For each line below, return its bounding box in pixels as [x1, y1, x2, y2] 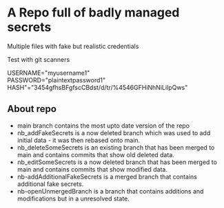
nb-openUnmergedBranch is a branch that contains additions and [17, 187, 204, 195]
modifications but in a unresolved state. [17, 194, 130, 203]
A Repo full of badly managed [7, 5, 180, 21]
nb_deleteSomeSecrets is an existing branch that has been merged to [17, 143, 215, 152]
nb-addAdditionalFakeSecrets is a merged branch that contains [17, 172, 198, 181]
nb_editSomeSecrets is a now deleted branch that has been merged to [17, 158, 217, 166]
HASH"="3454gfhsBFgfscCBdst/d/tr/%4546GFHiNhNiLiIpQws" [7, 83, 188, 91]
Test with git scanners [7, 55, 70, 63]
